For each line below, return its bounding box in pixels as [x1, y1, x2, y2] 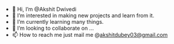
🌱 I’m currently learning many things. [11, 18, 104, 25]
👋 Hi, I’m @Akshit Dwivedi [11, 6, 77, 12]
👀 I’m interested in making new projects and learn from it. [11, 12, 155, 19]
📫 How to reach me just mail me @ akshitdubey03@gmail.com [11, 32, 168, 38]
